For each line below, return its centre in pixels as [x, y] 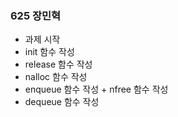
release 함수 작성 [58, 64]
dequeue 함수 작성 [62, 102]
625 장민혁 [36, 15]
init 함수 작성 [49, 52]
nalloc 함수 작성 [56, 77]
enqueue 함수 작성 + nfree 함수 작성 [96, 89]
